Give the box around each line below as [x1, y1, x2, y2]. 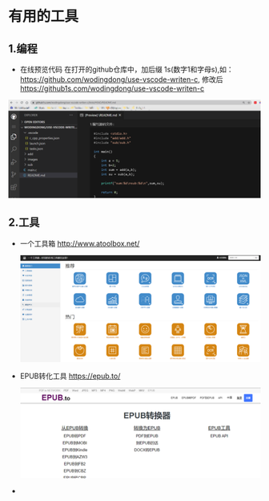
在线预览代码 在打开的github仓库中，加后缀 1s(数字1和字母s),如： [19, 65, 234, 74]
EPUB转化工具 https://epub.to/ [19, 371, 121, 381]
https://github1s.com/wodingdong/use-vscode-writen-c [19, 83, 205, 93]
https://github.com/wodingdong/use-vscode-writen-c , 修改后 [19, 75, 223, 84]
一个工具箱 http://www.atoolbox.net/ [19, 238, 140, 248]
